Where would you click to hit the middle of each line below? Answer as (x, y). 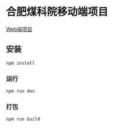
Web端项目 (19, 29)
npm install (20, 63)
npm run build (23, 119)
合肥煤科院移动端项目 (57, 12)
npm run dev (20, 91)
